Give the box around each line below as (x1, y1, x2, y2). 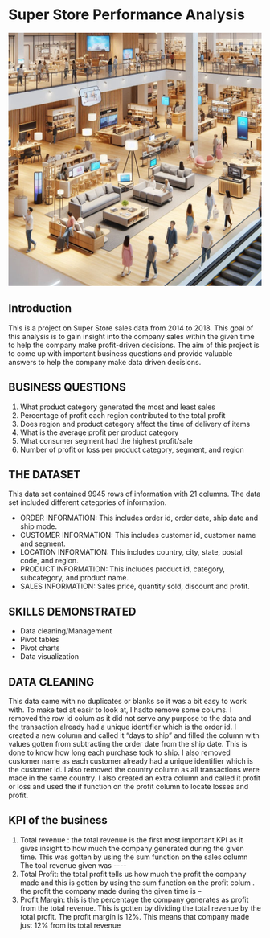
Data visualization (19, 652, 80, 662)
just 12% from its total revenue (19, 920, 121, 930)
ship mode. (19, 522, 58, 531)
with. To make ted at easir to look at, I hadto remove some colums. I (8, 705, 232, 715)
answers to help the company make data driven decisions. (8, 357, 202, 367)
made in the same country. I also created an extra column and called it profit (8, 773, 261, 783)
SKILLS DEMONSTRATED (8, 604, 137, 618)
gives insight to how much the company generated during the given (19, 843, 244, 853)
